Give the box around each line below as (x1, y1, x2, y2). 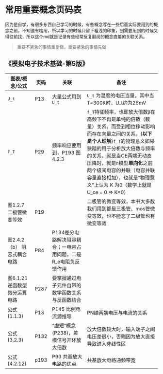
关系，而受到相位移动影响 (97, 123, 155, 130)
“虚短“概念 (52, 322, 76, 329)
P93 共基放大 (52, 353, 82, 360)
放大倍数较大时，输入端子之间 (87, 326, 155, 333)
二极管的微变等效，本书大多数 (87, 198, 155, 205)
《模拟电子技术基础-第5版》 (5, 59, 89, 68)
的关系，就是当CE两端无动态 (87, 152, 152, 159)
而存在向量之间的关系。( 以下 (87, 130, 152, 137)
